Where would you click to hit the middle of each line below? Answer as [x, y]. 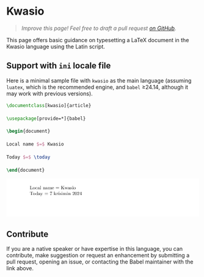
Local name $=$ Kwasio [35, 144]
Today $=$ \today [28, 157]
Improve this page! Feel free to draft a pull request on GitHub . [99, 28]
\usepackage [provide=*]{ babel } [46, 118]
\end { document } [26, 170]
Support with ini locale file [59, 66]
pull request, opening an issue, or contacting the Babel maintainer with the [100, 262]
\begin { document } [28, 131]
